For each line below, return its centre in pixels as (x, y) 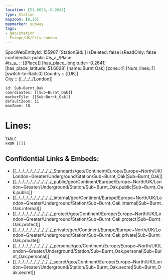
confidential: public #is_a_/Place (38, 57)
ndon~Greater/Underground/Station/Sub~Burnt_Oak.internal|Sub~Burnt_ (88, 203)
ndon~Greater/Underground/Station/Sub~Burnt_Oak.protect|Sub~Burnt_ (87, 219)
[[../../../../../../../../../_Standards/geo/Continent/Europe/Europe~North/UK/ (87, 171)
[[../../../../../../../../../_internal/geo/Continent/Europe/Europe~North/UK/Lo (87, 198)
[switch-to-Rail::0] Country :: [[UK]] (42, 73)
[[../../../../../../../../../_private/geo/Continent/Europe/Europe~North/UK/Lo (87, 230)
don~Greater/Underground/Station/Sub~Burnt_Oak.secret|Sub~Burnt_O (87, 267)
